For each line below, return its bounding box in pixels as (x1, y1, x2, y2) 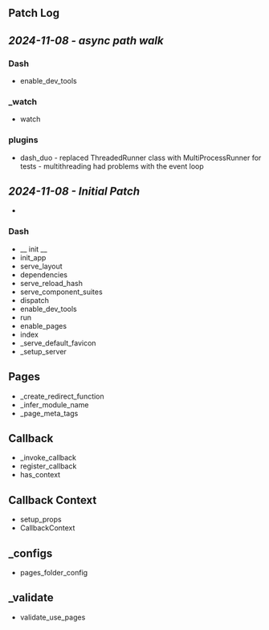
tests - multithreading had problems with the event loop (19, 161, 205, 171)
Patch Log (8, 6, 60, 20)
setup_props (19, 514, 62, 525)
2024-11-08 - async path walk (8, 34, 164, 47)
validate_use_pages (19, 612, 86, 622)
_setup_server (19, 346, 67, 356)
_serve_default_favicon (19, 337, 96, 348)
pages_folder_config (19, 568, 88, 578)
